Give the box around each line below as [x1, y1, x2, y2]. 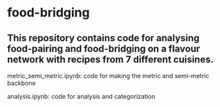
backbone [7, 79, 36, 87]
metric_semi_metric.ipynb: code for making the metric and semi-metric [7, 72, 210, 80]
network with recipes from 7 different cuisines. [7, 53, 214, 65]
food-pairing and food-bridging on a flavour [7, 43, 201, 54]
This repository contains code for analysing [7, 32, 200, 44]
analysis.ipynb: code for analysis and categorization [7, 93, 156, 100]
